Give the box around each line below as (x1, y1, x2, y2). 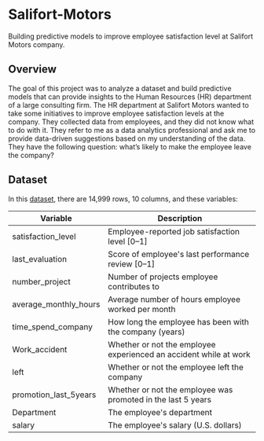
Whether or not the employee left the (108, 362, 244, 373)
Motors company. (8, 39, 65, 49)
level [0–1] (108, 236, 148, 247)
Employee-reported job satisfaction (108, 226, 240, 237)
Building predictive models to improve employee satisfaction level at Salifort (8, 31, 254, 41)
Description (157, 212, 203, 223)
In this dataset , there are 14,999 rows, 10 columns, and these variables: (8, 194, 238, 204)
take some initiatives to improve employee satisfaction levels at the (8, 108, 225, 118)
